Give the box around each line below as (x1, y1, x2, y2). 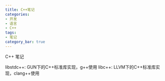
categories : (5, 12, 30, 17)
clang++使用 (13, 70, 40, 76)
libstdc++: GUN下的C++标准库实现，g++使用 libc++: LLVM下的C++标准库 (5, 64, 156, 70)
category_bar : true (5, 40, 45, 44)
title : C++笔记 (5, 7, 35, 12)
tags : (5, 30, 16, 35)
